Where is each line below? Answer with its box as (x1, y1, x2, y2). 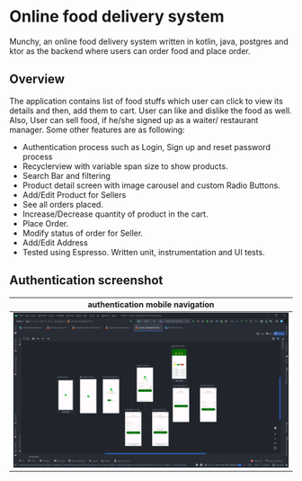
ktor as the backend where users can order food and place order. (9, 45, 252, 56)
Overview (9, 72, 66, 87)
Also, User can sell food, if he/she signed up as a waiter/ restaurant (9, 114, 259, 125)
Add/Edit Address (22, 236, 88, 248)
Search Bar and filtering (22, 170, 111, 181)
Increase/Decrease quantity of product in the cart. (22, 209, 209, 219)
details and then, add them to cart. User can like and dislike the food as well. (9, 105, 292, 116)
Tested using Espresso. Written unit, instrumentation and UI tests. (22, 246, 265, 257)
